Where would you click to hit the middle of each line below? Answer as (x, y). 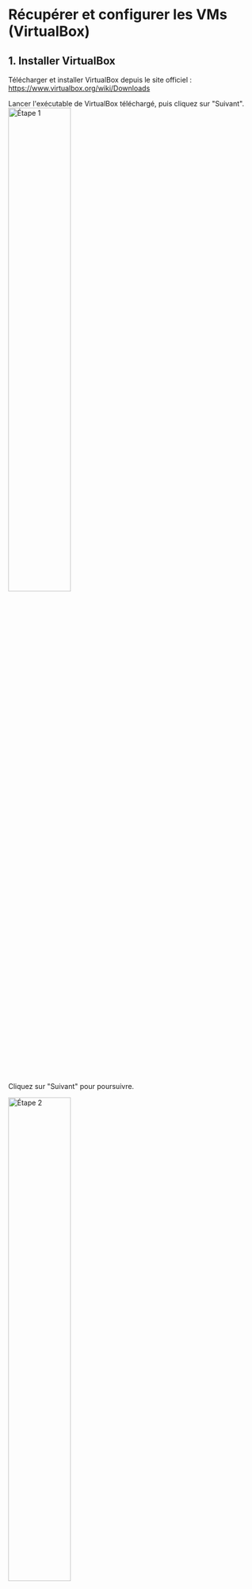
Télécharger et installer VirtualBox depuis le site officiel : (100, 80)
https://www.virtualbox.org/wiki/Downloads (79, 88)
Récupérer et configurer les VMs (118, 15)
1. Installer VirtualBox (62, 61)
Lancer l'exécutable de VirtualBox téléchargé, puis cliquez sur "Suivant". (126, 104)
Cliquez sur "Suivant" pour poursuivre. (71, 1086)
